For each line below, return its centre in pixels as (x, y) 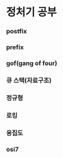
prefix (15, 47)
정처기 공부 (31, 12)
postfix (17, 32)
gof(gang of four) (32, 63)
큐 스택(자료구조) (29, 80)
